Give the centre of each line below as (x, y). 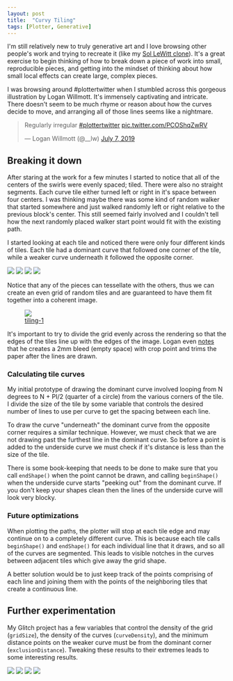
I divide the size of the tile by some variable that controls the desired (105, 404)
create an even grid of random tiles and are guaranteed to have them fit (110, 292)
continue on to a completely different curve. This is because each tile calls (114, 538)
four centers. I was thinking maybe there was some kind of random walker (113, 200)
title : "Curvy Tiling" (42, 20)
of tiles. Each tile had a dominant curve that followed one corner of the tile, (114, 250)
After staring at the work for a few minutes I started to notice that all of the (114, 178)
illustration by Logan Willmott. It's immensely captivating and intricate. (108, 97)
